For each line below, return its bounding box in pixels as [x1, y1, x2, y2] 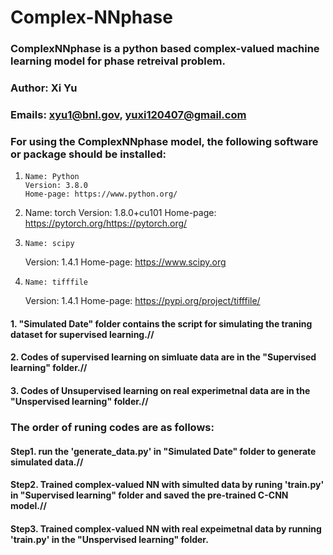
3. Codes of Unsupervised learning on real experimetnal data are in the [10, 385, 311, 397]
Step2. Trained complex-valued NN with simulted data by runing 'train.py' [10, 479, 325, 491]
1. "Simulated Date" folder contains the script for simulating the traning [10, 317, 313, 330]
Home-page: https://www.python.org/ [24, 189, 178, 200]
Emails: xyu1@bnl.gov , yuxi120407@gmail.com [10, 107, 247, 121]
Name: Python [24, 172, 80, 182]
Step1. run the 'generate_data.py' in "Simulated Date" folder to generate [10, 445, 317, 457]
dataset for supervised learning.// [10, 328, 155, 340]
